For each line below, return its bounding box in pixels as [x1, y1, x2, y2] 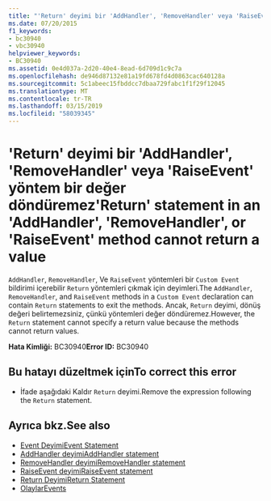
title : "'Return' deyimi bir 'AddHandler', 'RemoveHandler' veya [8, 11, 232, 20]
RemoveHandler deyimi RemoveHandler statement [19, 457, 186, 467]
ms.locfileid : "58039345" [8, 110, 95, 118]
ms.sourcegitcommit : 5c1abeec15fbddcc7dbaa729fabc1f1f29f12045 [8, 79, 226, 87]
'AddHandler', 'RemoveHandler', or [8, 214, 246, 231]
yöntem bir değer [8, 179, 127, 197]
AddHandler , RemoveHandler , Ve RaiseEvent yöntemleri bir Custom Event [8, 274, 240, 284]
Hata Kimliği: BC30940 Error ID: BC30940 [8, 342, 149, 351]
